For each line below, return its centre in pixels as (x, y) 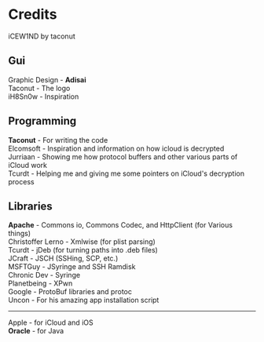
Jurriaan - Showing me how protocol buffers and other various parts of (123, 156)
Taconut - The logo (39, 88)
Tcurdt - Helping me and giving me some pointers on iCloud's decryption (126, 173)
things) (20, 234)
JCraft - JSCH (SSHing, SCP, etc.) (63, 258)
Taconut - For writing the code (58, 140)
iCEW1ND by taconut (42, 36)
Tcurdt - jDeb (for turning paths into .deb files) (83, 250)
